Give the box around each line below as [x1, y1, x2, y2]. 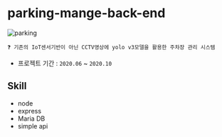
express [17, 106, 41, 115]
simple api [17, 121, 48, 130]
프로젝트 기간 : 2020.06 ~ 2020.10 [17, 59, 112, 67]
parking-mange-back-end [7, 5, 166, 21]
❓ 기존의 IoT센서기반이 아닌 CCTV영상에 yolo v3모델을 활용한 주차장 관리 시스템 [7, 44, 216, 51]
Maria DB [17, 114, 46, 123]
